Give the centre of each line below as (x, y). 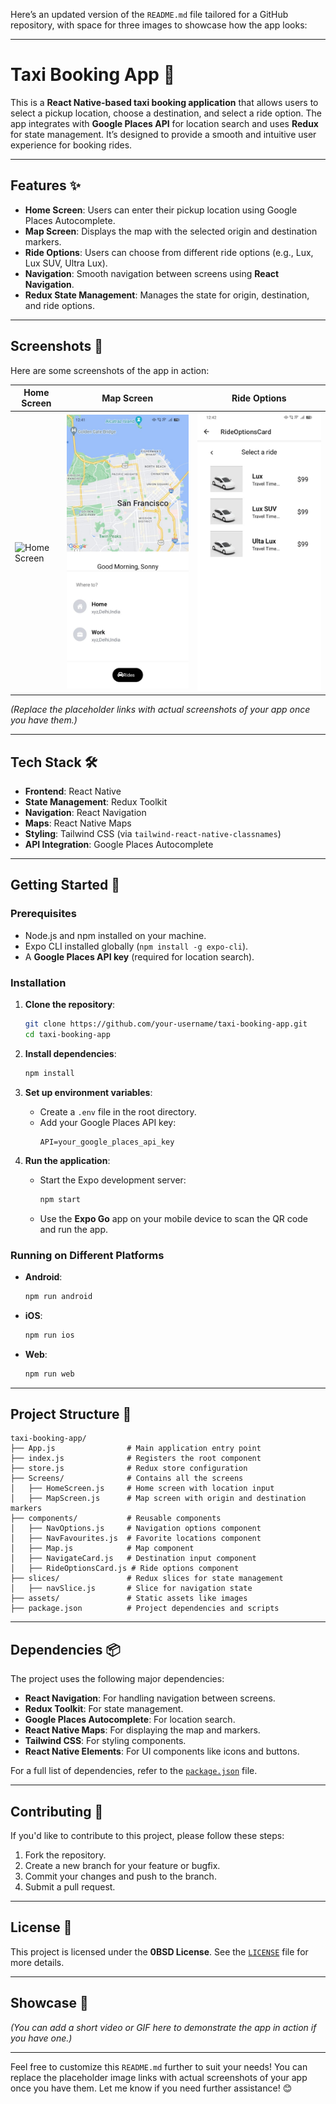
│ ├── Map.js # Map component (102, 1549)
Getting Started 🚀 (65, 885)
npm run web (49, 1374)
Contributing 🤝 (57, 1811)
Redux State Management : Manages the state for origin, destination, (167, 295)
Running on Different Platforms (87, 1255)
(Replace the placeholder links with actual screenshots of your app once (160, 710)
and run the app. (73, 1229)
